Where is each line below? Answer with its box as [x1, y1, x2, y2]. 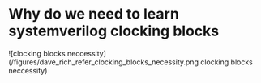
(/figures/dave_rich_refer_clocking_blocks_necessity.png [8, 57, 199, 67]
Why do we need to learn [8, 5, 180, 23]
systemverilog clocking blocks [8, 22, 220, 40]
